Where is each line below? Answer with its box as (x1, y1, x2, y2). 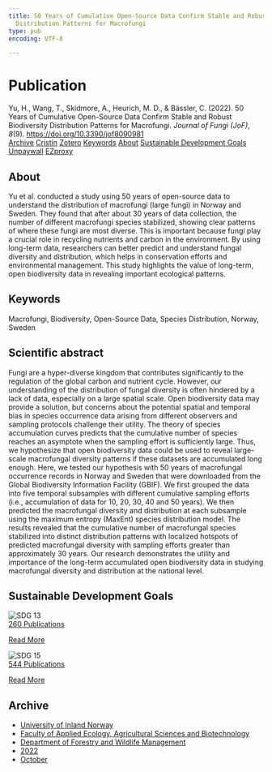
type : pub (8, 27, 42, 35)
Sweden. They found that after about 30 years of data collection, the (8, 208, 237, 218)
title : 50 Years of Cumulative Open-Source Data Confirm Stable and (8, 11, 244, 20)
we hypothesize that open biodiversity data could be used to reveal (8, 445, 233, 455)
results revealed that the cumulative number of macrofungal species (8, 522, 236, 532)
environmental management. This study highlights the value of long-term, (8, 260, 254, 270)
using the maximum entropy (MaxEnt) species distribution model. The (8, 514, 241, 524)
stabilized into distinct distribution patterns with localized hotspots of (8, 531, 239, 541)
